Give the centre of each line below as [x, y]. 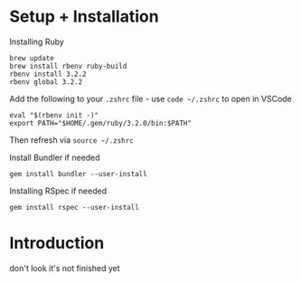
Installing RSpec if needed [58, 191]
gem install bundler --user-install [78, 174]
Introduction [57, 244]
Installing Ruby [37, 42]
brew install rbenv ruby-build [68, 66]
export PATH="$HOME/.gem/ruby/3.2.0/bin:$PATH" [101, 123]
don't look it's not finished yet [65, 268]
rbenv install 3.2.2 [48, 74]
